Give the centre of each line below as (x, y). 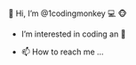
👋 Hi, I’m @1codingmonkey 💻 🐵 (68, 13)
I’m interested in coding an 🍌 (73, 34)
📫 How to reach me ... (62, 52)
